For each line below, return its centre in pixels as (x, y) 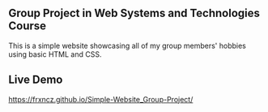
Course (28, 26)
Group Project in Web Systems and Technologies (134, 13)
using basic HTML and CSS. (55, 54)
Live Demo (36, 80)
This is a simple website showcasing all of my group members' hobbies (128, 45)
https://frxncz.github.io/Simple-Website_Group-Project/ (101, 99)
